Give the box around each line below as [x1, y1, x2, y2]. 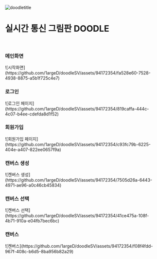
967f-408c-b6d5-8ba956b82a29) [5, 248, 74, 254]
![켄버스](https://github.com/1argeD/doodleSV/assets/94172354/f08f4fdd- [5, 243, 153, 249]
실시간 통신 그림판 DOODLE [5, 23, 109, 34]
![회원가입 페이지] [5, 136, 38, 142]
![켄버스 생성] [5, 172, 31, 178]
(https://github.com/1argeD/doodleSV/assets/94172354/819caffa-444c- [5, 106, 149, 111]
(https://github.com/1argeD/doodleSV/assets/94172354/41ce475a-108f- [5, 213, 149, 219]
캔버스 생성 [5, 160, 30, 166]
